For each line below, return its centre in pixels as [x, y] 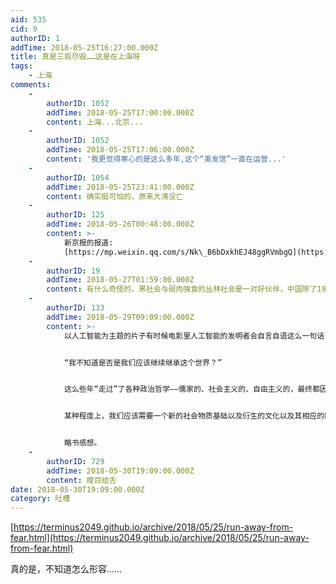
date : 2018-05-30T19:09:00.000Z [77, 489]
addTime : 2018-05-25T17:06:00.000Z [120, 150]
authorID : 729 [75, 461]
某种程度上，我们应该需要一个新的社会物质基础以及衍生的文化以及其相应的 [194, 416]
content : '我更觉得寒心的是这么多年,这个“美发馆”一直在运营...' [166, 159]
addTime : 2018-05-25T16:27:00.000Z [84, 47]
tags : [21, 66]
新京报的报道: [88, 242]
